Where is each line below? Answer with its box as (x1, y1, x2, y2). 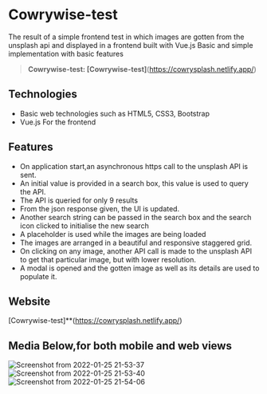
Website (8, 294, 50, 308)
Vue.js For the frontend (19, 117, 96, 127)
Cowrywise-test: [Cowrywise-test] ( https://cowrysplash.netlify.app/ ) (27, 64, 257, 73)
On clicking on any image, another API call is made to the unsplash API (19, 246, 253, 256)
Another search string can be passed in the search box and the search (19, 212, 252, 222)
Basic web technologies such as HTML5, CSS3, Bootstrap (19, 108, 210, 118)
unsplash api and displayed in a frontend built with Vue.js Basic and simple (8, 40, 253, 49)
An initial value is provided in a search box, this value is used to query (19, 178, 249, 188)
